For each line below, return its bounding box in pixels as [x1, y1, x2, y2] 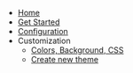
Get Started [17, 17, 60, 27]
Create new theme [30, 55, 99, 64]
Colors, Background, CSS [30, 45, 124, 55]
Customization [17, 35, 71, 46]
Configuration [17, 26, 68, 36]
